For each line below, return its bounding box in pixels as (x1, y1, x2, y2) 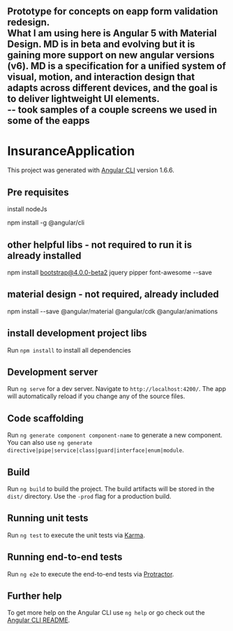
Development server (7, 366, 98, 378)
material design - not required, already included (7, 288, 219, 300)
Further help (7, 590, 63, 602)
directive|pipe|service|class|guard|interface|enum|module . (7, 446, 184, 454)
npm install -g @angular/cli (7, 218, 85, 227)
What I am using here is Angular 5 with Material (7, 27, 218, 39)
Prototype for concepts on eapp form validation (7, 6, 218, 17)
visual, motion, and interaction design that (7, 71, 195, 83)
